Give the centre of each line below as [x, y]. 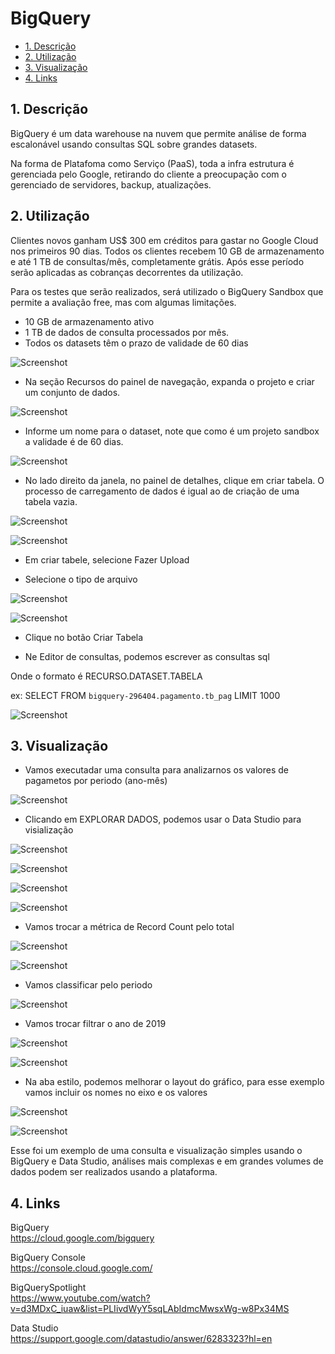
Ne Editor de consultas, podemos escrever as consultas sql [147, 656]
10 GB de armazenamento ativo [89, 321]
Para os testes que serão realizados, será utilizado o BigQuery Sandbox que [167, 291]
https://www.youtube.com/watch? [80, 1298]
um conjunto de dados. [72, 392]
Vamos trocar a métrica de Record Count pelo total [129, 927]
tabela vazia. [51, 501]
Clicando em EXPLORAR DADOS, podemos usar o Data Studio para [163, 819]
